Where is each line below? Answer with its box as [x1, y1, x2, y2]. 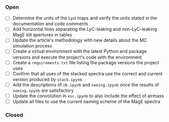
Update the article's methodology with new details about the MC [12, 37, 147, 44]
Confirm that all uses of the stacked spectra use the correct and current [12, 70, 163, 76]
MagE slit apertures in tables [12, 32, 72, 38]
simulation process [12, 43, 52, 49]
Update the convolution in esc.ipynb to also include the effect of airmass [12, 93, 164, 99]
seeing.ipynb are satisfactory [12, 87, 74, 93]
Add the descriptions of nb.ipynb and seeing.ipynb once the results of [12, 82, 159, 88]
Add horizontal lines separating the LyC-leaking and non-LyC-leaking [12, 26, 157, 32]
